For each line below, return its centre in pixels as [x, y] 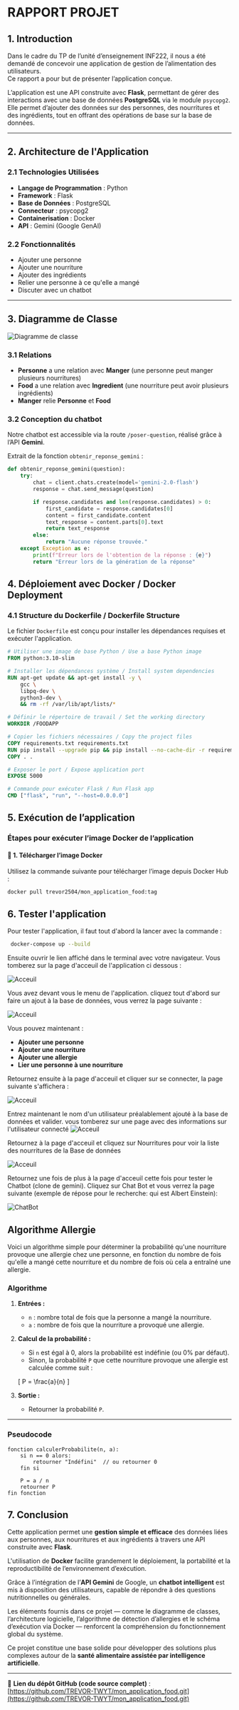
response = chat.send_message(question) [94, 490]
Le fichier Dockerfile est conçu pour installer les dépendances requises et [117, 631]
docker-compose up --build [51, 944]
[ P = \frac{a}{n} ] [43, 1382]
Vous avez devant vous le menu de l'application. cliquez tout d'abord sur [114, 993]
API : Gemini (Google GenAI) [59, 226]
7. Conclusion [38, 1515]
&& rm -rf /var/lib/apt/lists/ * [68, 704]
